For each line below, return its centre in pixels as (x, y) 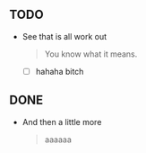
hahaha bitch (60, 71)
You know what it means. (91, 54)
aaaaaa (58, 139)
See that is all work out (64, 36)
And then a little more (62, 121)
